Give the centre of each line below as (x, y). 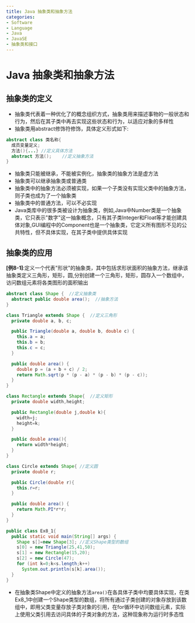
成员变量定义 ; (26, 145)
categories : (20, 17)
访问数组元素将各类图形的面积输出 (47, 283)
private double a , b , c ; (42, 321)
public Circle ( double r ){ (43, 483)
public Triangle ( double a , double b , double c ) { (73, 331)
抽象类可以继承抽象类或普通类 (50, 181)
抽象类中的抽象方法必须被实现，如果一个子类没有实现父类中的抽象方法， (102, 188)
